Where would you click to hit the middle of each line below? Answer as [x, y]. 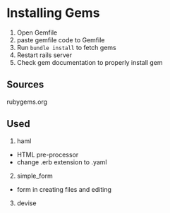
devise [26, 203]
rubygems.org [27, 102]
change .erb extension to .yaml [62, 162]
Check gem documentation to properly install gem [90, 62]
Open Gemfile [37, 32]
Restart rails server [44, 55]
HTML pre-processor [48, 154]
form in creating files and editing [64, 189]
